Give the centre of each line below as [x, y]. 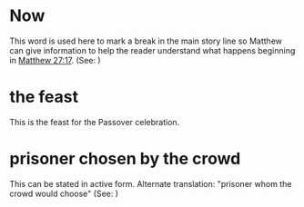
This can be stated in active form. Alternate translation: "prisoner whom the [151, 183]
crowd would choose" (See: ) [64, 193]
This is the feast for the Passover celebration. [95, 122]
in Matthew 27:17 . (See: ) [56, 60]
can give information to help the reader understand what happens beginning [152, 50]
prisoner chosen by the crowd [125, 159]
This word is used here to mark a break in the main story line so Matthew [146, 41]
